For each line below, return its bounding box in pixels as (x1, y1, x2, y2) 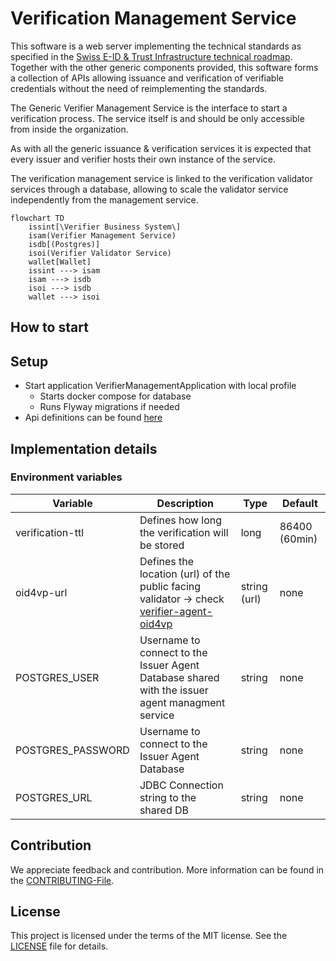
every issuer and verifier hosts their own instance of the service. (10, 153, 277, 165)
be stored (139, 538, 185, 552)
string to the (139, 790, 197, 804)
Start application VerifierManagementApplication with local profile (24, 380, 297, 392)
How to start (10, 319, 89, 336)
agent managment (139, 695, 226, 709)
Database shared (139, 670, 220, 684)
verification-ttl (15, 525, 85, 539)
